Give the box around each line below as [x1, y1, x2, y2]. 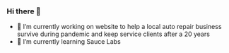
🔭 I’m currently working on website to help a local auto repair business [16, 23, 222, 31]
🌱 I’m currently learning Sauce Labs [16, 37, 121, 46]
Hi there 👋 [6, 6, 42, 16]
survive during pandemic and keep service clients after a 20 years [16, 30, 210, 38]
